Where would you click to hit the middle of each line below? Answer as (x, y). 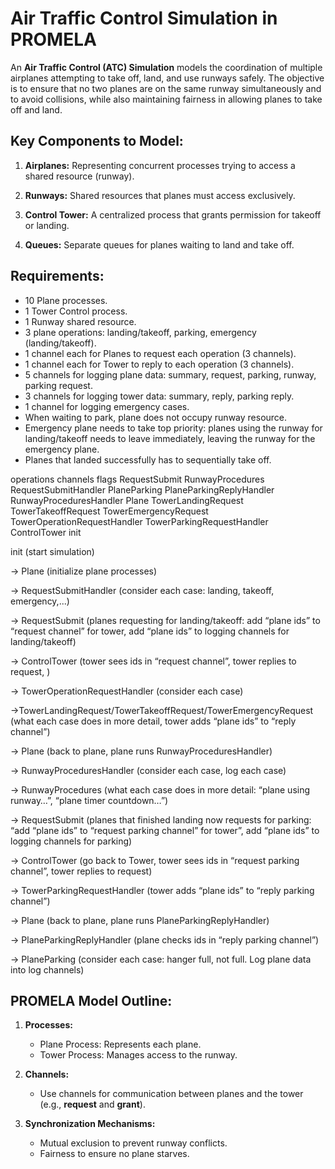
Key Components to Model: (97, 141)
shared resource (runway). (79, 176)
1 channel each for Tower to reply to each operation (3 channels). (159, 364)
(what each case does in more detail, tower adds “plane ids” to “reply (153, 721)
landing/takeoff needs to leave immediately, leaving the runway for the (170, 438)
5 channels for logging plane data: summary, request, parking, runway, (170, 374)
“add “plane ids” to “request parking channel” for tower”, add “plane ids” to (165, 830)
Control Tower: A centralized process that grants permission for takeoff (173, 214)
